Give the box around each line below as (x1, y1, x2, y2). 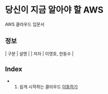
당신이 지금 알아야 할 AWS (5, 4, 104, 16)
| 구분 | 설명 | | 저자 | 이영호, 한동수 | (5, 50, 74, 56)
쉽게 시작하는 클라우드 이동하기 (19, 83, 78, 90)
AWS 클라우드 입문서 (5, 21, 45, 27)
